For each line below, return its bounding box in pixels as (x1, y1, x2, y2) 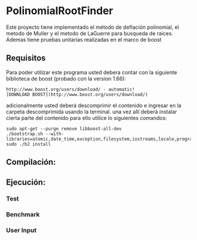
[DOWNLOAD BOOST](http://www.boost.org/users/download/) (6, 91, 148, 98)
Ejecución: (6, 177, 46, 187)
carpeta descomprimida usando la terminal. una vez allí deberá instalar (6, 108, 178, 115)
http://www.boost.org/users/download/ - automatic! (6, 86, 135, 92)
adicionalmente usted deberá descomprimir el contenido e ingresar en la (6, 102, 182, 109)
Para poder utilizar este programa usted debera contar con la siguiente (6, 69, 178, 76)
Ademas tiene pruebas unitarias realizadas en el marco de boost (6, 36, 162, 43)
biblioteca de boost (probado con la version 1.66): (6, 75, 126, 82)
